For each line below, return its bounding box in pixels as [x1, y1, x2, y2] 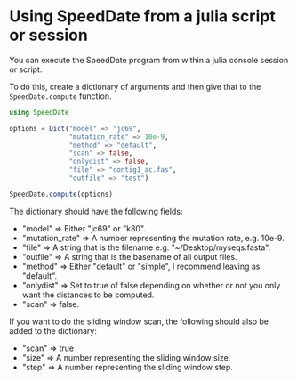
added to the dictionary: [9, 325, 98, 336]
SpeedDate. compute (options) [9, 190, 114, 199]
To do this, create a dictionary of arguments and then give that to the [9, 81, 261, 92]
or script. [9, 64, 43, 75]
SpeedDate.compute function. [9, 91, 113, 101]
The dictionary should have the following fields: [9, 206, 183, 216]
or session [9, 25, 89, 45]
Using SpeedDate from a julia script [9, 6, 276, 27]
